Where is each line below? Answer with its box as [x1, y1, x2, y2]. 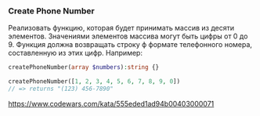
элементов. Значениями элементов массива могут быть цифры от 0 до [8, 31, 248, 41]
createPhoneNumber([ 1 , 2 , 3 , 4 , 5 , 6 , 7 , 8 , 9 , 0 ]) [8, 78, 181, 85]
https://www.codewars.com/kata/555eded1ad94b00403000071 [8, 99, 215, 108]
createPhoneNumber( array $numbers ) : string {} [8, 63, 159, 71]
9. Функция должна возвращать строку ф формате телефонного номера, [8, 40, 253, 49]
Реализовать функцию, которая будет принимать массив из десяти [8, 24, 235, 33]
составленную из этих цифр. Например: [8, 49, 143, 58]
